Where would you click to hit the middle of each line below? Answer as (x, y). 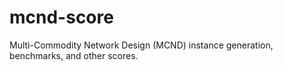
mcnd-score (61, 17)
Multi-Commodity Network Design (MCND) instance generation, (141, 45)
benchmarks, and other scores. (74, 55)
